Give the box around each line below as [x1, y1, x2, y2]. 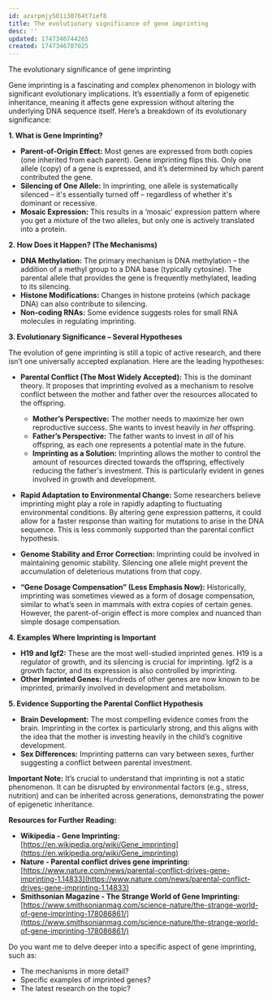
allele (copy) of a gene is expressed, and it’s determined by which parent [19, 164, 264, 173]
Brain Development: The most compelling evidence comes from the [19, 715, 249, 724]
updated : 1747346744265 [8, 34, 89, 43]
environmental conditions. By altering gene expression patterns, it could [19, 508, 261, 518]
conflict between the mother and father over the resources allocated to [19, 390, 258, 400]
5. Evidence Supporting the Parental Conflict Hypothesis [8, 699, 204, 709]
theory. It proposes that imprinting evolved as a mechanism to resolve [19, 381, 254, 391]
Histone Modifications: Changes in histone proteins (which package [19, 291, 251, 300]
